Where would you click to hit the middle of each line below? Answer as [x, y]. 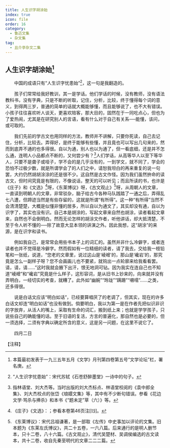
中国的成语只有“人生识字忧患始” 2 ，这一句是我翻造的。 [70, 83]
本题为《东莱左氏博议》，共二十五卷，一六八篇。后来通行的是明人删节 [84, 428]
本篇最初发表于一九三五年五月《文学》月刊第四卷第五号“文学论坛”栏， [86, 359]
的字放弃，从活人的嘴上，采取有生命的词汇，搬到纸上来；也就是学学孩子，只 [85, 310]
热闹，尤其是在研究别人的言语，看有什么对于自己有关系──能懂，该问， [88, 119]
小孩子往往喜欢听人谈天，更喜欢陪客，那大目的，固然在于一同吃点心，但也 [83, 113]
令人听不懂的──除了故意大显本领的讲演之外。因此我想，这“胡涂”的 [83, 225]
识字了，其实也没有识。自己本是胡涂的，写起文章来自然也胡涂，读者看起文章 [85, 213]
